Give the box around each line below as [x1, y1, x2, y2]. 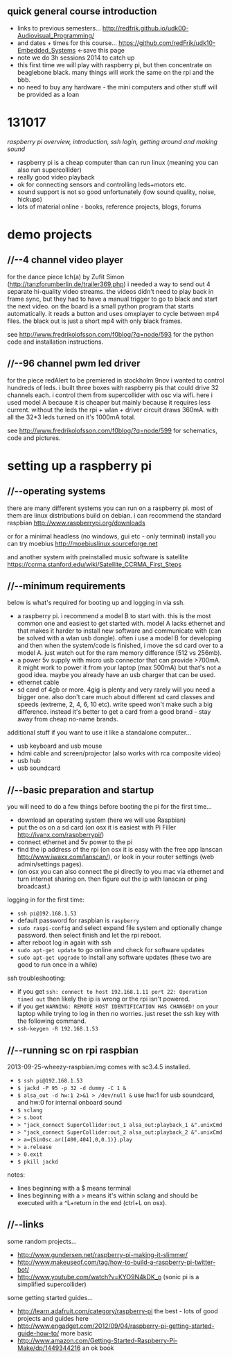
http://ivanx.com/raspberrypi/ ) [17, 831, 105, 839]
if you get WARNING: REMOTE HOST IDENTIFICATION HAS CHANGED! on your [17, 1002, 219, 1010]
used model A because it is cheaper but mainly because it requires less [7, 398, 211, 406]
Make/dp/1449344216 [17, 1344, 81, 1352]
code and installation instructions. [7, 337, 104, 346]
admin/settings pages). [17, 860, 84, 868]
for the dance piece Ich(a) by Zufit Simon [7, 272, 125, 281]
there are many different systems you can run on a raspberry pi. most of [7, 504, 213, 512]
